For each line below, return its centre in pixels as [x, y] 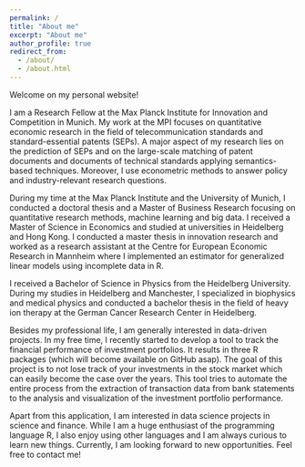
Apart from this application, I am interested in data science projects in [140, 415]
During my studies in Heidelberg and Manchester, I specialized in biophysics [152, 293]
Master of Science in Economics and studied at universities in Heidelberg [147, 227]
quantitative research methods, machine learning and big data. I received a [150, 217]
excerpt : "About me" [49, 35]
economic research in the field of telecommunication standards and [137, 131]
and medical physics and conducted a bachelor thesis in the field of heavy [149, 303]
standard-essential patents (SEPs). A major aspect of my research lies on [147, 141]
